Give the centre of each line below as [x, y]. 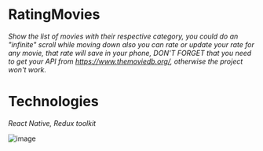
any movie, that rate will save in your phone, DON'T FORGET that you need [130, 53]
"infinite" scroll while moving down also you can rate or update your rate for [131, 44]
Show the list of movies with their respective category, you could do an [123, 36]
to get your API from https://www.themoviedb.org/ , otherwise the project [126, 61]
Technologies [54, 102]
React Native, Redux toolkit [52, 123]
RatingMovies [54, 15]
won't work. [27, 69]
